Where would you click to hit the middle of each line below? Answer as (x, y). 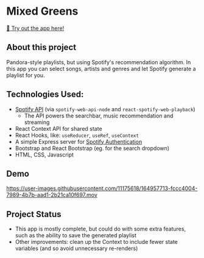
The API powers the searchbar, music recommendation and (99, 116)
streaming (37, 122)
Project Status (34, 214)
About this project (41, 47)
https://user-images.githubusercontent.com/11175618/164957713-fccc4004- (102, 188)
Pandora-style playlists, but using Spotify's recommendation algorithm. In (99, 62)
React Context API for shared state (58, 128)
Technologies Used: (45, 94)
